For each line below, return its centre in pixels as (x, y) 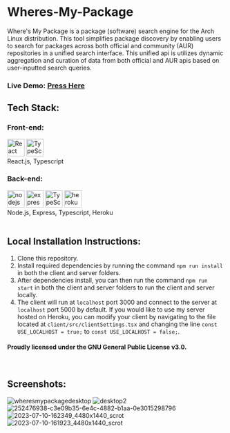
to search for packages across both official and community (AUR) (100, 46)
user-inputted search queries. (49, 68)
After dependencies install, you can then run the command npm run (112, 280)
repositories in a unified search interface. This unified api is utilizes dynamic (115, 53)
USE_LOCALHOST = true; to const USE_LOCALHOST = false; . (98, 331)
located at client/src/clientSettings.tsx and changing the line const (117, 324)
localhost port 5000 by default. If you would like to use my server (111, 309)
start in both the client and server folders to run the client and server (116, 288)
